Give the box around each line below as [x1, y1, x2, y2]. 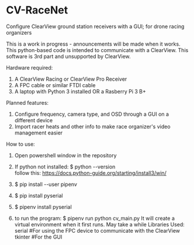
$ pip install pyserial [14, 192, 63, 199]
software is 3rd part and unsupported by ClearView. [6, 53, 131, 60]
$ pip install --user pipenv [14, 181, 78, 188]
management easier [14, 129, 63, 136]
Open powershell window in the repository [14, 151, 117, 158]
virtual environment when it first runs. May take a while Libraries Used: [14, 220, 185, 228]
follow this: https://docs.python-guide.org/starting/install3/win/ [14, 169, 167, 176]
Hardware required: [6, 64, 53, 71]
